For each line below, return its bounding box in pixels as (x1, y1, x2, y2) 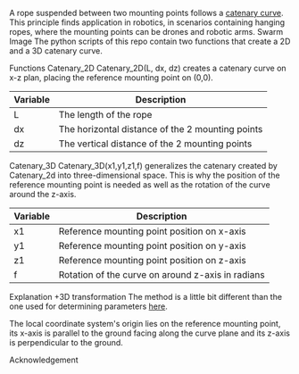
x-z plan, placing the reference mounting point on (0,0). (9, 72, 214, 83)
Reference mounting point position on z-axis (58, 254, 247, 266)
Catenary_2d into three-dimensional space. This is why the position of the (9, 170, 280, 180)
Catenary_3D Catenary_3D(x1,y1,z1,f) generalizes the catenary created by (9, 161, 278, 170)
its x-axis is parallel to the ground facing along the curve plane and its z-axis (9, 328, 290, 338)
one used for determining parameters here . (9, 301, 168, 312)
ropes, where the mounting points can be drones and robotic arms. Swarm (9, 27, 284, 37)
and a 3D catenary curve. (9, 46, 103, 56)
